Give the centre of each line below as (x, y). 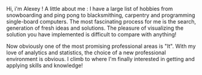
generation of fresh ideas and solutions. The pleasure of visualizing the (95, 28)
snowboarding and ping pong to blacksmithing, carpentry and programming (101, 15)
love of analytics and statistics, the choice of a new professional (86, 53)
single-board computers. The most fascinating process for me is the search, (101, 21)
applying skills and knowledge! (45, 65)
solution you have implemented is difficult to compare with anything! (91, 34)
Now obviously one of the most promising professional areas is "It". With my (101, 46)
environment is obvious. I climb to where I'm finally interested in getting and (101, 59)
